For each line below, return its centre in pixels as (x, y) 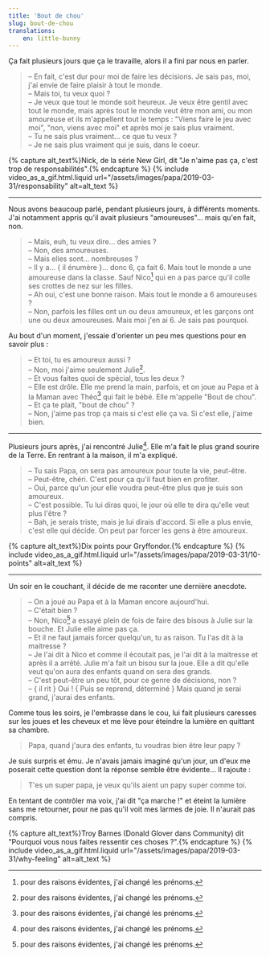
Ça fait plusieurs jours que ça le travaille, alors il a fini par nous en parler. (129, 61)
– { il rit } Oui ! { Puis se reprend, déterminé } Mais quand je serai (135, 689)
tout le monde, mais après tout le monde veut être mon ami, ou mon (140, 111)
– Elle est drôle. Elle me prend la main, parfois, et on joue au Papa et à (143, 386)
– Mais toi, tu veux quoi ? (69, 94)
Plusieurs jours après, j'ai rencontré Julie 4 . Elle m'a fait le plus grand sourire (134, 446)
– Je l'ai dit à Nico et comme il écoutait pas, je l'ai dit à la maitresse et (143, 654)
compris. (23, 817)
